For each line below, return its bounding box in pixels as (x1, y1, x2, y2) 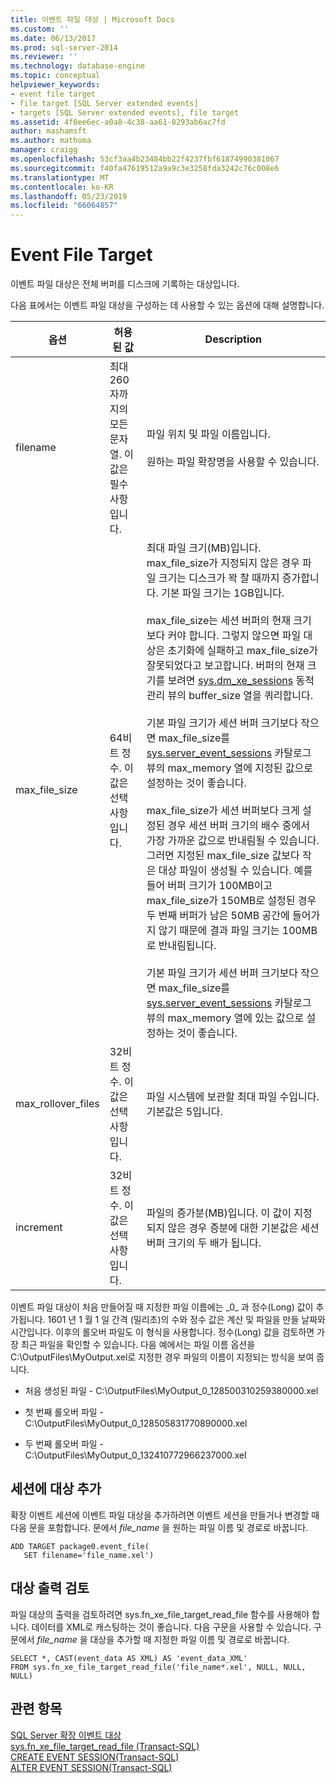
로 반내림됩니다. (146, 939, 217, 953)
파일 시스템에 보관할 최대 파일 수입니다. (146, 1090, 320, 1104)
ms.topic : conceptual (10, 71, 101, 81)
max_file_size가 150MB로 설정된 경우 (146, 894, 317, 908)
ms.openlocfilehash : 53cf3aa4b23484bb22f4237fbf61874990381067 (10, 154, 280, 164)
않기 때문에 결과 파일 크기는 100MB (158, 924, 318, 938)
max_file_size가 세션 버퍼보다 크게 (146, 804, 300, 818)
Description (204, 332, 263, 346)
